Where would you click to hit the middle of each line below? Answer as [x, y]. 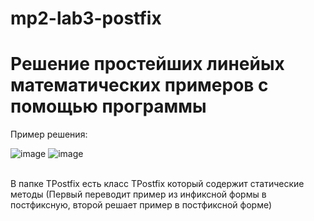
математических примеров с [139, 85]
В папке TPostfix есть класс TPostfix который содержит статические [157, 184]
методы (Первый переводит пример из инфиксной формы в [138, 194]
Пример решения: [49, 134]
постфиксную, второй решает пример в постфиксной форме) [141, 205]
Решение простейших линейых [147, 64]
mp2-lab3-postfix [86, 18]
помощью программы [108, 106]
